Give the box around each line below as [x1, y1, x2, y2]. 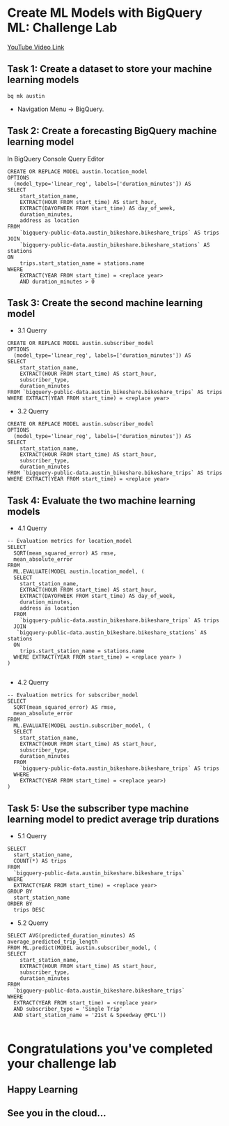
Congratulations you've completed [7, 1041, 214, 1057]
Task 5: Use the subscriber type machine [7, 802, 189, 814]
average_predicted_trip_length [7, 938, 98, 945]
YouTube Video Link [7, 43, 65, 51]
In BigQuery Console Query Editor [7, 154, 104, 163]
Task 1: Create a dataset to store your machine [7, 63, 212, 75]
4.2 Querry [17, 678, 49, 687]
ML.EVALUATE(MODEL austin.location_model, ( [13, 568, 145, 576]
